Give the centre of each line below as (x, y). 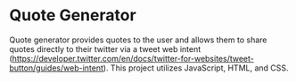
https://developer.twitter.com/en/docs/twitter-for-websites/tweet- (133, 58)
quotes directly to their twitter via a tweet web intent (105, 48)
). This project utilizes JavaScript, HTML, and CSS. (196, 68)
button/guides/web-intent (57, 68)
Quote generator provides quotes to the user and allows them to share (138, 40)
